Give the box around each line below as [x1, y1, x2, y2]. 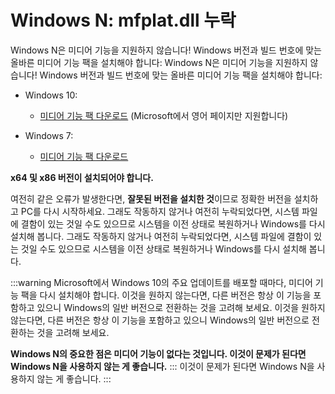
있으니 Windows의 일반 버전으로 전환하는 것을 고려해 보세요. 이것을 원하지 [36, 301, 326, 313]
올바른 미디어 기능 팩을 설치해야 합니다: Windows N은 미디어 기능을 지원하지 [10, 56, 308, 68]
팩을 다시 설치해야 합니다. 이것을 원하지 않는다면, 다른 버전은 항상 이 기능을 [20, 289, 312, 301]
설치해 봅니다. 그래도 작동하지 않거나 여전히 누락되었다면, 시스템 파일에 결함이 [10, 230, 312, 242]
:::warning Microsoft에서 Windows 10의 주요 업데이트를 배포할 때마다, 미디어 [10, 276, 313, 288]
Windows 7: [24, 129, 74, 141]
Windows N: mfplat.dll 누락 [10, 9, 237, 32]
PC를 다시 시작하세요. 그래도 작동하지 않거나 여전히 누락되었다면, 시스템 [20, 205, 300, 217]
